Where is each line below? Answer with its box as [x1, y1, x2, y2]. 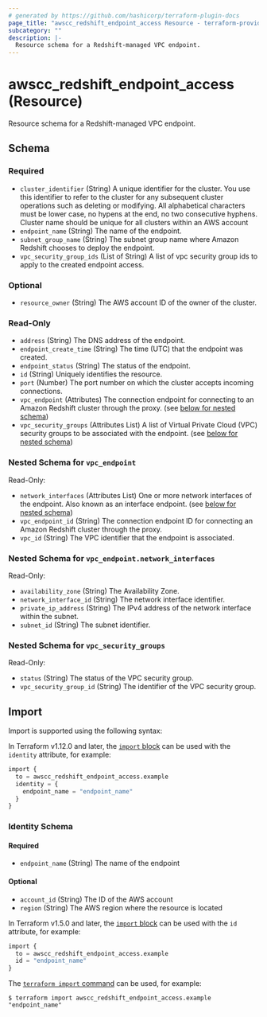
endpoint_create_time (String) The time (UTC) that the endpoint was [19, 344, 244, 354]
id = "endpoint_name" [15, 957, 87, 965]
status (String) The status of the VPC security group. [19, 673, 194, 683]
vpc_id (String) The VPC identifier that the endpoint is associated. [19, 532, 235, 542]
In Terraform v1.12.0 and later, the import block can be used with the [8, 742, 231, 751]
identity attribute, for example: [8, 750, 111, 760]
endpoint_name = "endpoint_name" [22, 787, 133, 796]
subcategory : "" [8, 26, 62, 34]
